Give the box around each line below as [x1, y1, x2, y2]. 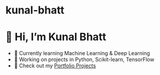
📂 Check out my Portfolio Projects [14, 62, 96, 69]
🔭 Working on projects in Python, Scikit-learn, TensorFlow [14, 56, 155, 63]
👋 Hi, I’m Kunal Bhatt [5, 30, 106, 44]
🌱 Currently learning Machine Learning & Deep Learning [14, 50, 151, 57]
